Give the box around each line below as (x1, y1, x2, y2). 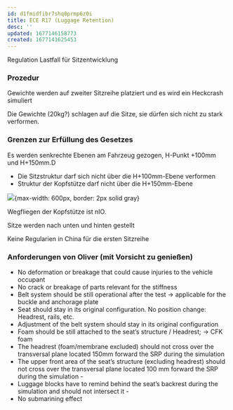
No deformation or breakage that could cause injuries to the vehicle (17, 268, 213, 277)
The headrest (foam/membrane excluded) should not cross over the (17, 343, 214, 351)
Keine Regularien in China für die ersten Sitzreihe (7, 234, 149, 242)
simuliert (7, 96, 33, 105)
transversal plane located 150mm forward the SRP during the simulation (17, 350, 225, 358)
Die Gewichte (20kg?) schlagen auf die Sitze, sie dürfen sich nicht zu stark (7, 110, 223, 118)
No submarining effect (17, 395, 83, 403)
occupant (17, 275, 46, 284)
